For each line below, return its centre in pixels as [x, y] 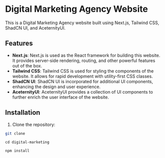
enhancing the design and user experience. [56, 87]
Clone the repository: [34, 125]
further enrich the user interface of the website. [61, 97]
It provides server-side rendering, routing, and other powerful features [84, 61]
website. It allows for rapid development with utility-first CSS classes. [82, 76]
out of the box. [27, 65]
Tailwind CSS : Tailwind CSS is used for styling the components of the [83, 71]
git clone [15, 133]
